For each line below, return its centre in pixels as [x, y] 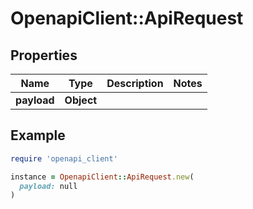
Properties [44, 55]
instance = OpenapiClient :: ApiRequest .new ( [102, 177]
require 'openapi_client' [64, 158]
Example [38, 135]
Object [81, 100]
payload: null [48, 186]
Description [135, 83]
